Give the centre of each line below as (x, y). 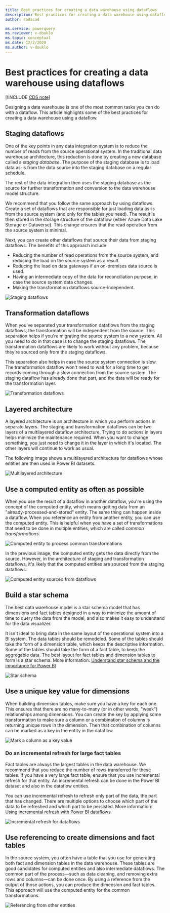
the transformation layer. (31, 383)
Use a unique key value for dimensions (68, 691)
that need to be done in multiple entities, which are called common (75, 528)
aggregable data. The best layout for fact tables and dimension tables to (80, 655)
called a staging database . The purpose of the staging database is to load (82, 162)
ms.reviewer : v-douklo (29, 33)
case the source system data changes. (53, 282)
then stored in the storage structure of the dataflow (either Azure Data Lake (84, 219)
